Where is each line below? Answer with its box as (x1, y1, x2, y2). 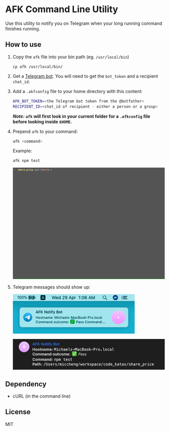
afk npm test (12, 158, 40, 163)
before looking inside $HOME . (12, 118, 72, 124)
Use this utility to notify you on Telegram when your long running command (5, 20, 163, 26)
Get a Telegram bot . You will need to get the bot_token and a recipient (12, 73, 158, 79)
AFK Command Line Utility (5, 4, 118, 15)
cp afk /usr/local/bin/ (12, 64, 63, 69)
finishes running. (5, 25, 40, 31)
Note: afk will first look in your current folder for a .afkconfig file (12, 113, 151, 119)
